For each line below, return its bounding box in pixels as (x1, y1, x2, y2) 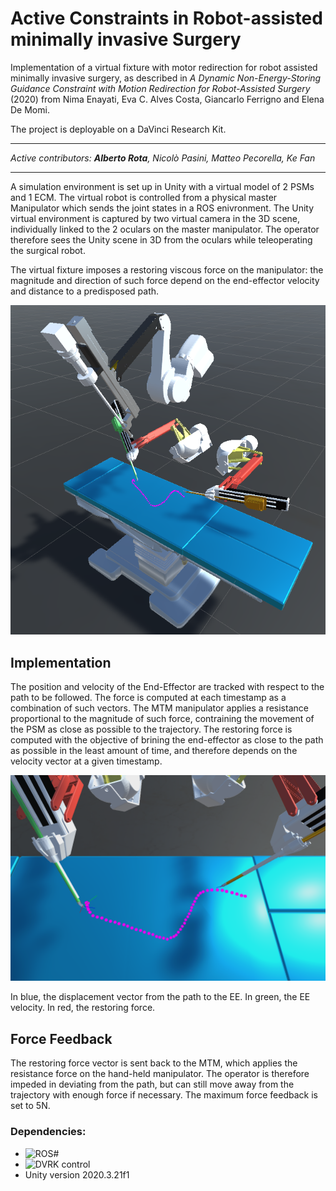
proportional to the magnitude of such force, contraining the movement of (10, 713, 315, 725)
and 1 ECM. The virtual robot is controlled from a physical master (10, 191, 278, 203)
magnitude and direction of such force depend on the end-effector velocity (10, 274, 320, 286)
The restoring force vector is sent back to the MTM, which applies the (10, 1057, 298, 1069)
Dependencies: (10, 1125, 87, 1139)
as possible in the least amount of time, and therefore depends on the (10, 745, 298, 757)
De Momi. (10, 103, 50, 116)
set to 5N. (10, 1100, 51, 1112)
